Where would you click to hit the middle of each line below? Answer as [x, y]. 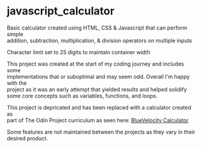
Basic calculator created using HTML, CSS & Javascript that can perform [97, 28]
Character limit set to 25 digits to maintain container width [79, 52]
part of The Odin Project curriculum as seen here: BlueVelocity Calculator [98, 120]
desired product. [27, 138]
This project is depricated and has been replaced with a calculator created [99, 107]
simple [15, 34]
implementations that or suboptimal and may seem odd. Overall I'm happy [98, 76]
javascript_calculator [61, 11]
